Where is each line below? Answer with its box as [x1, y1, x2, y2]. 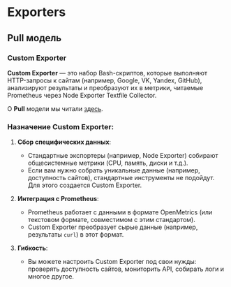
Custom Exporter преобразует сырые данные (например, [27, 223, 198, 231]
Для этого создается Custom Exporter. [27, 181, 142, 189]
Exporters [7, 4, 66, 20]
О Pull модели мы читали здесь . [7, 104, 103, 112]
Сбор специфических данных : [17, 138, 112, 147]
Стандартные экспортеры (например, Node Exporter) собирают [27, 152, 218, 160]
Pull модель [7, 32, 62, 44]
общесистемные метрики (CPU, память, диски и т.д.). [27, 159, 188, 168]
